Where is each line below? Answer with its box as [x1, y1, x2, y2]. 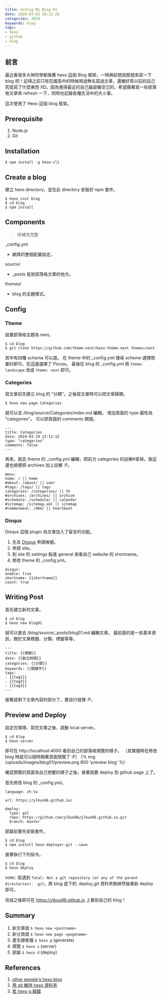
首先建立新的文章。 [5, 606, 44, 612]
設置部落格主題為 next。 [5, 331, 53, 337]
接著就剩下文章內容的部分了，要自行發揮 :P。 [5, 696, 96, 702]
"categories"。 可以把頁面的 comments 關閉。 [5, 416, 97, 421]
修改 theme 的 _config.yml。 [12, 558, 69, 563]
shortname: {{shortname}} [5, 576, 57, 581]
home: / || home [5, 476, 38, 481]
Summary [5, 911, 35, 920]
